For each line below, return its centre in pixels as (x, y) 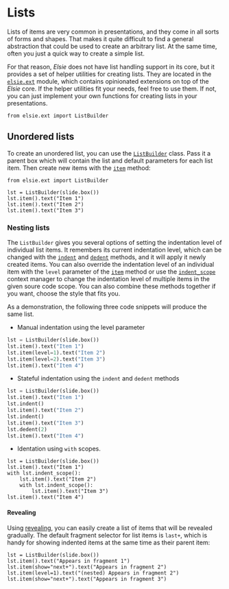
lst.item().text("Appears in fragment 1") (69, 561)
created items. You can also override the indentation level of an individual (111, 265)
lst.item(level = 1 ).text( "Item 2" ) (57, 352)
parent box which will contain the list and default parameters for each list (110, 160)
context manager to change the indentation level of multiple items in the (109, 279)
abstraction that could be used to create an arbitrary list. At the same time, (112, 46)
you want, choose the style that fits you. (64, 293)
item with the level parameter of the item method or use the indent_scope (111, 272)
